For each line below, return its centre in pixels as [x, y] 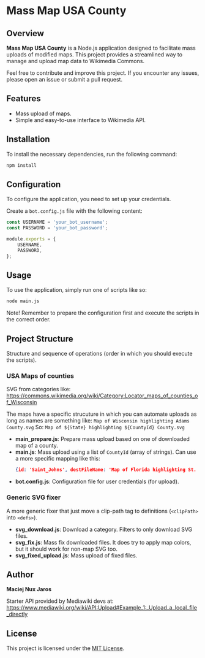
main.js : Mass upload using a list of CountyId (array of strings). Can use [106, 452]
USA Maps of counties [40, 376]
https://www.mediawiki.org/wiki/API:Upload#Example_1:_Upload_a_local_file [102, 608]
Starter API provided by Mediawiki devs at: [60, 601]
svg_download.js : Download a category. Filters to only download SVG [104, 529]
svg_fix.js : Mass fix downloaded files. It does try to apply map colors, [103, 542]
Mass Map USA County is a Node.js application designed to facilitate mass [101, 48]
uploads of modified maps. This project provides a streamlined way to [94, 55]
